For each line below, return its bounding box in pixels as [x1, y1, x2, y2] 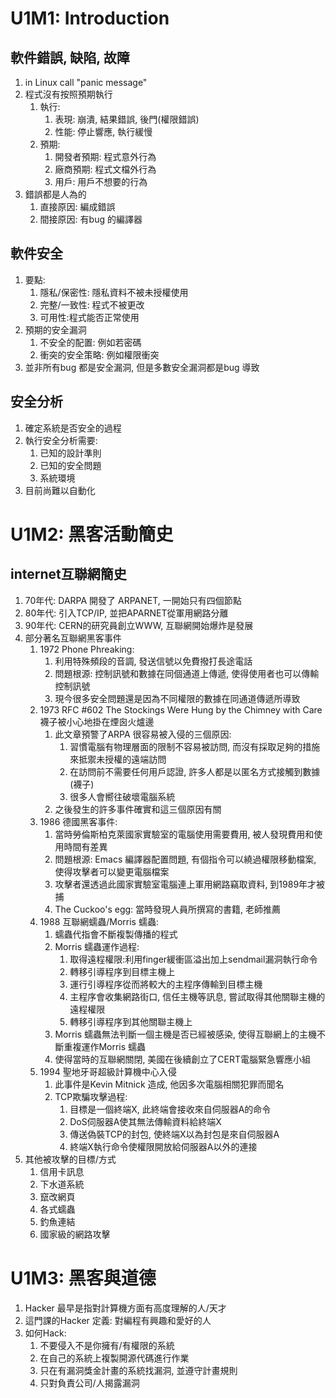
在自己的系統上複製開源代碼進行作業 [39, 1352, 190, 1364]
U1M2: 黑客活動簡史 [10, 523, 174, 546]
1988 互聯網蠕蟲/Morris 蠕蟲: [39, 915, 159, 927]
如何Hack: [24, 1327, 67, 1339]
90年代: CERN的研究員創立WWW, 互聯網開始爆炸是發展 [24, 619, 254, 631]
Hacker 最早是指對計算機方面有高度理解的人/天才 [24, 1302, 227, 1314]
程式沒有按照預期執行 [24, 88, 113, 100]
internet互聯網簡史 [10, 566, 127, 583]
